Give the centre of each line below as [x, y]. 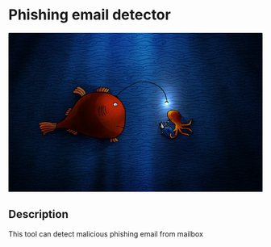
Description [38, 214]
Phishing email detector [90, 15]
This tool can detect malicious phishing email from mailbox [106, 234]
